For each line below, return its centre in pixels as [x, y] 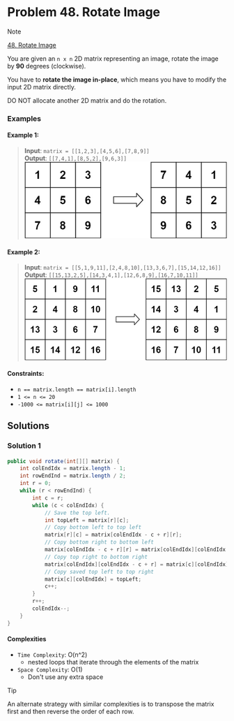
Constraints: [26, 374]
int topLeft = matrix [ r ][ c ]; [87, 520]
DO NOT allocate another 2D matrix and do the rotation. [87, 100]
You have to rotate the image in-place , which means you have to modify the [117, 79]
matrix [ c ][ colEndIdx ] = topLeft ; [93, 579]
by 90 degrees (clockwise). [47, 66]
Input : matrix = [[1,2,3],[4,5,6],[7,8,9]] [87, 151]
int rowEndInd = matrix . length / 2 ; [73, 476]
